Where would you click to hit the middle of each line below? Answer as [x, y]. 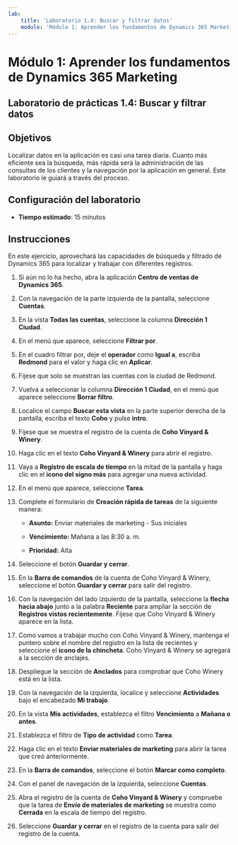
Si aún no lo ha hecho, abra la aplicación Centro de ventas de [108, 277]
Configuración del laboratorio [74, 200]
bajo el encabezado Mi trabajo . [64, 700]
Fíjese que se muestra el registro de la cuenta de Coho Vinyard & [113, 432]
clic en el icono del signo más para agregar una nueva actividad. [113, 474]
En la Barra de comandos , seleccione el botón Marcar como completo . [122, 770]
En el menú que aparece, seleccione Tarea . [82, 488]
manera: [30, 509]
